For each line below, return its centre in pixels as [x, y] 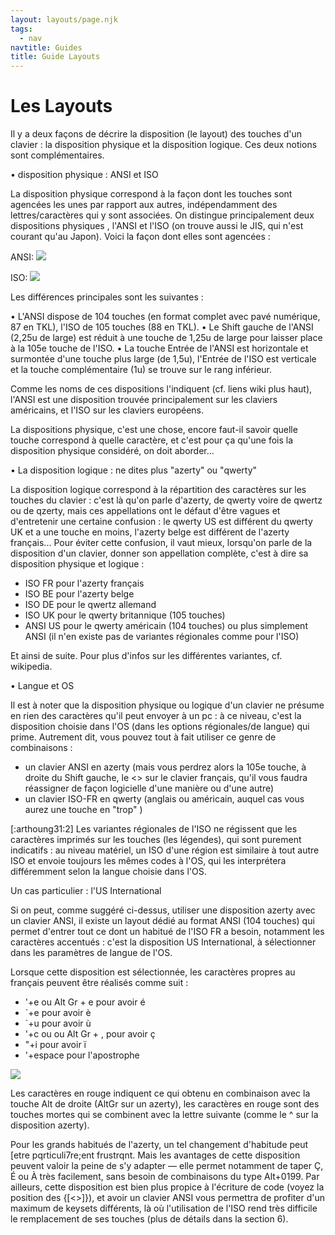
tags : [21, 29]
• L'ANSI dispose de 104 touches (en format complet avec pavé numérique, [165, 317]
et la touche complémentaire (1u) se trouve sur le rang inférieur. [141, 370]
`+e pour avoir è [58, 1013]
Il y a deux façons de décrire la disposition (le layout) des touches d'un [156, 134]
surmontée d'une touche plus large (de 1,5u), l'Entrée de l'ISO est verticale [163, 359]
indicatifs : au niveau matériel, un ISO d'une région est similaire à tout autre [165, 850]
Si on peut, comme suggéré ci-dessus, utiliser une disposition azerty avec [163, 910]
